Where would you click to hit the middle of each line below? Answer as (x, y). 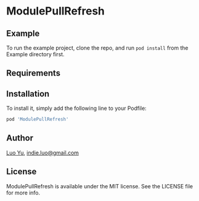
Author (20, 138)
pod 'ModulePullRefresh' (38, 120)
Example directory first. (35, 54)
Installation (28, 94)
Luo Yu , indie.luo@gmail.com (43, 153)
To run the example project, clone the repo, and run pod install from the (97, 48)
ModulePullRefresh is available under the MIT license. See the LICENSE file (100, 186)
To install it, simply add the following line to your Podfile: (77, 108)
